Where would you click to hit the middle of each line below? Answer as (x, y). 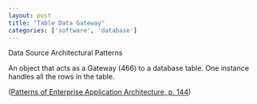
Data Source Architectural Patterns (65, 53)
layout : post (30, 15)
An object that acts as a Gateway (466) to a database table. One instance (129, 68)
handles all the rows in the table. (61, 77)
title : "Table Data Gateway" (57, 23)
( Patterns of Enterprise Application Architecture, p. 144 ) (100, 92)
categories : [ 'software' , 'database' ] (73, 30)
